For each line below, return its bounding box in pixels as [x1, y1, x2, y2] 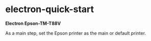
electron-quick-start [5, 4, 94, 15]
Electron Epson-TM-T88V [5, 20, 61, 26]
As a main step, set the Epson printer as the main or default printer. [5, 30, 146, 36]
